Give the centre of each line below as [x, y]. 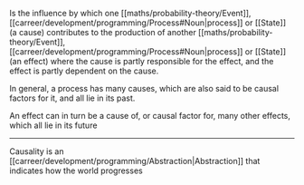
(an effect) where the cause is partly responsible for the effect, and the [142, 61]
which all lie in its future [53, 125]
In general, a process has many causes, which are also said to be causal [144, 88]
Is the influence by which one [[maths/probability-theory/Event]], [130, 13]
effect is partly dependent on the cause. [84, 71]
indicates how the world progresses [76, 170]
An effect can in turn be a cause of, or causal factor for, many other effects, [150, 116]
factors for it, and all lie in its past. [72, 98]
